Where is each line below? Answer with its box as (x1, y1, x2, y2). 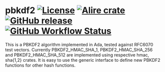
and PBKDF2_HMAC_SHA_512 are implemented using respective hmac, (5, 52, 149, 58)
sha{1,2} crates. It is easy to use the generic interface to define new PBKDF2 (5, 57, 161, 63)
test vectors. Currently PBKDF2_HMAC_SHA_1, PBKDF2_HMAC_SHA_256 (5, 47, 153, 53)
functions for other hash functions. (5, 62, 76, 68)
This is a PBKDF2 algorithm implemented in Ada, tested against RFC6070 (5, 41, 154, 47)
